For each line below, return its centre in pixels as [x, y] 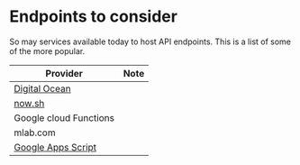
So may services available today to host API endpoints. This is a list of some [150, 41]
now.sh [29, 103]
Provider [64, 73]
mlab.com [35, 133]
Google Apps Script [55, 147]
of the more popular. [47, 50]
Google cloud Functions [64, 117]
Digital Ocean [42, 88]
